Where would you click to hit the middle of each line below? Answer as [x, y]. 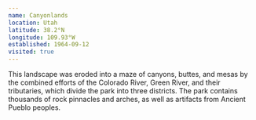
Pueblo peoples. [35, 107]
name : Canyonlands [38, 15]
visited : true [31, 52]
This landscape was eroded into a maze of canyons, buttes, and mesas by [128, 74]
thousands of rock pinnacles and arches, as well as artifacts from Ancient [127, 99]
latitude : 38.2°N [37, 30]
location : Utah [33, 23]
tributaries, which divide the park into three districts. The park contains [123, 91]
